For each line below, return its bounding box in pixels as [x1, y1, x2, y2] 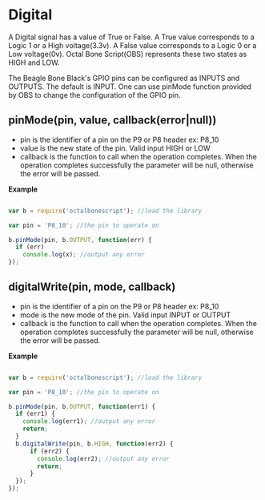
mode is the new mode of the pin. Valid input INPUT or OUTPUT [19, 310, 231, 320]
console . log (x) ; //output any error [22, 251, 146, 259]
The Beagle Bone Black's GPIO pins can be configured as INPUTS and [8, 73, 240, 83]
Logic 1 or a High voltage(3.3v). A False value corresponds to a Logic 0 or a [8, 40, 257, 50]
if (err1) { [15, 410, 56, 418]
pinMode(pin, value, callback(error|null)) [8, 114, 217, 127]
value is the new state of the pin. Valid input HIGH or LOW [19, 143, 211, 153]
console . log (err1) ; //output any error [22, 417, 156, 425]
